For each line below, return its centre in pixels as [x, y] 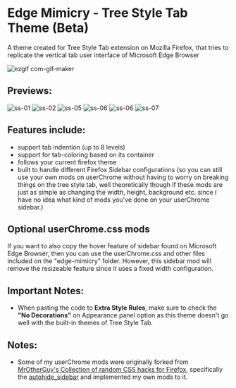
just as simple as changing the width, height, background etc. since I [117, 192]
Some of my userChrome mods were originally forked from [103, 362]
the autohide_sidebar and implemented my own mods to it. [103, 377]
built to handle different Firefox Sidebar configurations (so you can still [120, 169]
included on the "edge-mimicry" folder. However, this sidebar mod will [109, 261]
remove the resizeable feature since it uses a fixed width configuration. [110, 269]
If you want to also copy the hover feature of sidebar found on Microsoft [112, 246]
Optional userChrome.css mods [79, 229]
